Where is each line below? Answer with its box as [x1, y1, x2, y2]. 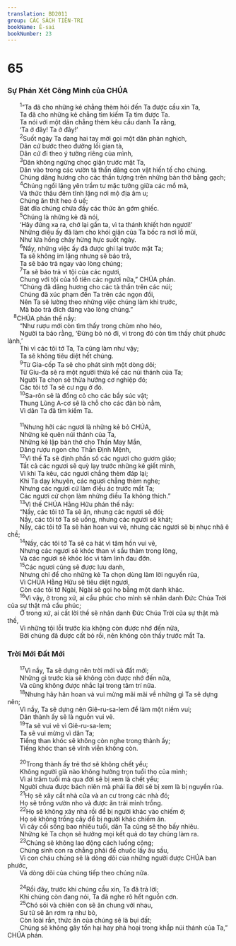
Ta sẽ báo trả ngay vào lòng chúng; [20, 259, 123, 267]
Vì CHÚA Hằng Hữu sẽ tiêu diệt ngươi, [20, 578, 131, 586]
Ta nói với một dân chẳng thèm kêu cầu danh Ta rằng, [20, 118, 177, 127]
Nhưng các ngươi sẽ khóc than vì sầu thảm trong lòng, [20, 546, 178, 555]
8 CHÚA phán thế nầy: [13, 313, 76, 322]
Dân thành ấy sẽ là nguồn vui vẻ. [20, 712, 115, 721]
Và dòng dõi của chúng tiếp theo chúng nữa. [20, 869, 150, 877]
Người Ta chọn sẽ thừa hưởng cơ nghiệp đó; [20, 375, 148, 384]
